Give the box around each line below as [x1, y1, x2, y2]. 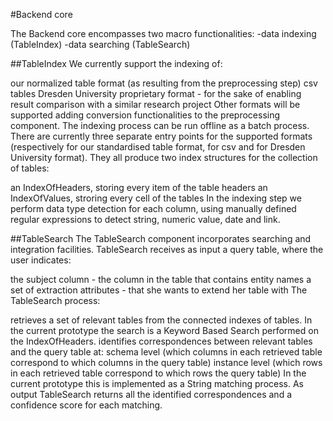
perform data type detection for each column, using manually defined [10, 203, 297, 214]
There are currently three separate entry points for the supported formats [10, 130, 313, 142]
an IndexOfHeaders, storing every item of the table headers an [10, 182, 268, 193]
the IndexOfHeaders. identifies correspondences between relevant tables [10, 335, 313, 347]
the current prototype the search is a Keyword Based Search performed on [10, 325, 319, 336]
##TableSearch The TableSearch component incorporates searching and [10, 233, 312, 244]
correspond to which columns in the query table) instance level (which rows [10, 357, 323, 368]
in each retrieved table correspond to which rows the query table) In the [10, 367, 307, 379]
